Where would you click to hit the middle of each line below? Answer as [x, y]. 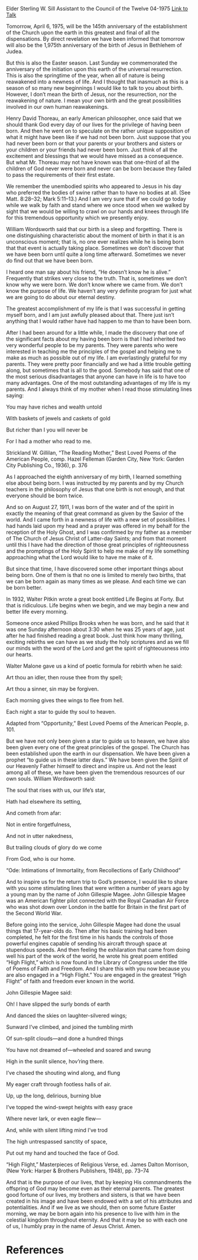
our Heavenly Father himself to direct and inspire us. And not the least [91, 766]
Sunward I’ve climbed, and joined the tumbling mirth [70, 1027]
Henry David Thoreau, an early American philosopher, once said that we [94, 118]
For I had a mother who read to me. [49, 441]
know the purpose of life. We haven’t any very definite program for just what [99, 291]
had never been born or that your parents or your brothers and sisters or [94, 143]
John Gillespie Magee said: [39, 992]
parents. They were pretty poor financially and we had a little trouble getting [99, 364]
